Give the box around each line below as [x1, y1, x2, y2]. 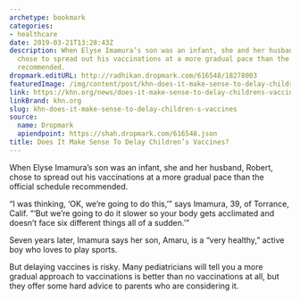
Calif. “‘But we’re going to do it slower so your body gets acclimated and [9, 207, 275, 219]
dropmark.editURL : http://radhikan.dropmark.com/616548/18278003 [9, 71, 257, 80]
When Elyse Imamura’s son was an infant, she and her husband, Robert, [9, 162, 274, 172]
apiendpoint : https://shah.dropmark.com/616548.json [17, 129, 218, 138]
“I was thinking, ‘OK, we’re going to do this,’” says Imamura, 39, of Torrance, [9, 198, 290, 209]
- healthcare [9, 29, 58, 38]
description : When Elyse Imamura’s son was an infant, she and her [9, 46, 266, 55]
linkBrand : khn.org [9, 96, 82, 105]
